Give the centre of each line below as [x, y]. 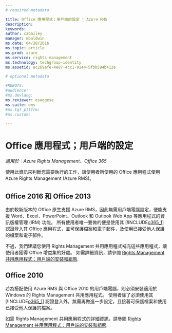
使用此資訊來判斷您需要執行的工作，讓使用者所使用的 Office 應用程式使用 [83, 172]
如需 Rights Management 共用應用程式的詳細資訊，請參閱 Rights [73, 319]
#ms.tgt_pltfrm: [23, 109]
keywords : [16, 29]
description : [19, 24]
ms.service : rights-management [39, 58]
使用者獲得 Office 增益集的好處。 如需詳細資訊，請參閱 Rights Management [85, 253]
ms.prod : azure [22, 53]
